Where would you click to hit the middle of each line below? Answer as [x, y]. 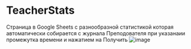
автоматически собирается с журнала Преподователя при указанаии [96, 33]
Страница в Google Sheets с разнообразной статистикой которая [90, 27]
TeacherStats [40, 10]
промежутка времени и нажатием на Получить [67, 39]
